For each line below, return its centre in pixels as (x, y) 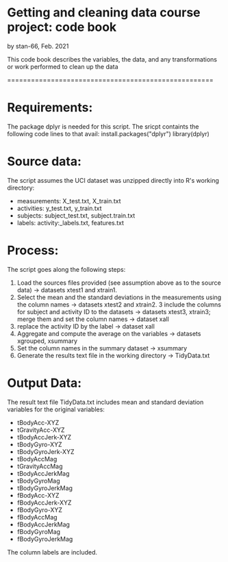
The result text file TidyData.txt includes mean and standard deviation (105, 402)
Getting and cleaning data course (104, 13)
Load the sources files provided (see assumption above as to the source (119, 283)
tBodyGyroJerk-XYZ (46, 451)
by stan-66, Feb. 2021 (38, 46)
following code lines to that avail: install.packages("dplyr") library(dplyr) (109, 133)
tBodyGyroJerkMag (45, 488)
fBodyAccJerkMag (43, 524)
